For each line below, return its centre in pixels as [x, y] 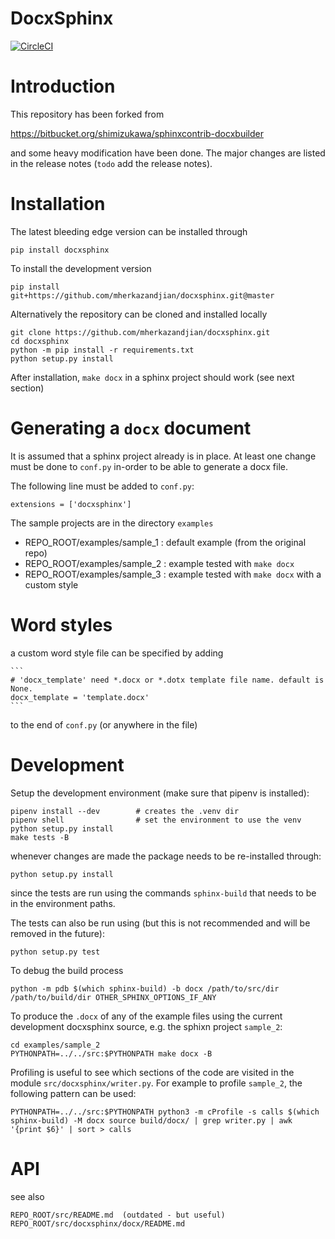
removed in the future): [57, 933]
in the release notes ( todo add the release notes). [111, 163]
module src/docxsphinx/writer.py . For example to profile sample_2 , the [156, 1083]
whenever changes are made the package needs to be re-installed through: [166, 856]
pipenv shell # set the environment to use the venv [156, 820]
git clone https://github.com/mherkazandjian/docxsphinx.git [140, 332]
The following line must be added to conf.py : [102, 486]
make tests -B [40, 837]
